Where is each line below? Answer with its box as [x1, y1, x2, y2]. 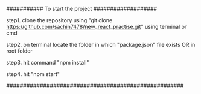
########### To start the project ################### [6, 5, 158, 12]
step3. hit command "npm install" [6, 59, 89, 66]
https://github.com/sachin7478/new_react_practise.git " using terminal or [6, 23, 187, 30]
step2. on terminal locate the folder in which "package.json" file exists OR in [6, 41, 196, 48]
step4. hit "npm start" [6, 71, 60, 77]
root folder [6, 47, 33, 54]
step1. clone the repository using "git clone [6, 17, 113, 23]
